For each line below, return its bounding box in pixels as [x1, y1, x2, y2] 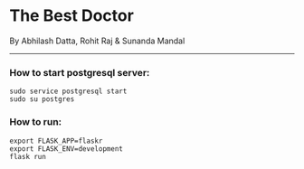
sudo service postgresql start [9, 87, 128, 96]
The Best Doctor [9, 5, 134, 26]
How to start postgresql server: [9, 66, 150, 79]
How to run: [9, 116, 62, 128]
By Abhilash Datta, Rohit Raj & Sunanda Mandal [9, 35, 185, 46]
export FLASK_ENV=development [9, 144, 124, 154]
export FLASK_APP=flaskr [9, 136, 103, 146]
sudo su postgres [9, 95, 75, 104]
